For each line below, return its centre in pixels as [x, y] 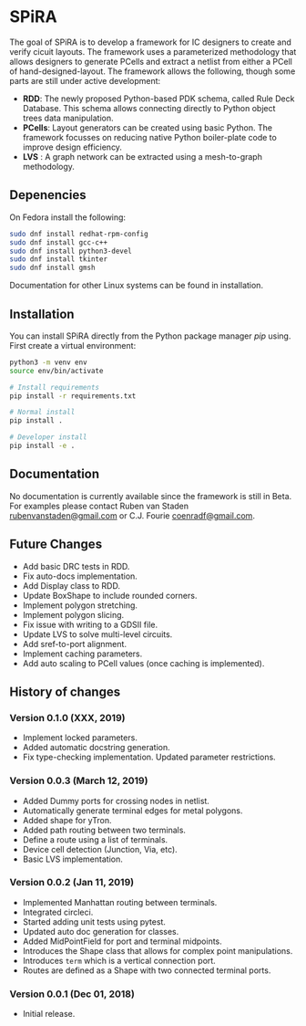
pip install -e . [42, 446]
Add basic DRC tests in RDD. [76, 566]
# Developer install [49, 437]
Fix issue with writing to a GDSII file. [90, 624]
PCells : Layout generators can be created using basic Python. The [148, 127]
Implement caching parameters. [82, 654]
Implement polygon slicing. [73, 614]
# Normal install [42, 413]
